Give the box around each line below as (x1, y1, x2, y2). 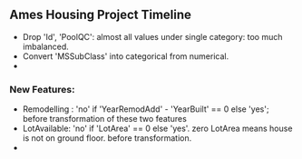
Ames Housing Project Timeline (9, 7, 192, 23)
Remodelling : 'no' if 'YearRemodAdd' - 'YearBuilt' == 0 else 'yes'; (22, 104, 269, 114)
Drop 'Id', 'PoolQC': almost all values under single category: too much (22, 31, 283, 42)
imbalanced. (22, 41, 70, 52)
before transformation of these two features (22, 114, 188, 124)
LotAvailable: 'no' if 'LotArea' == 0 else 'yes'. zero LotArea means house (22, 123, 293, 134)
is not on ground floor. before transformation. (22, 133, 192, 144)
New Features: (9, 83, 75, 95)
